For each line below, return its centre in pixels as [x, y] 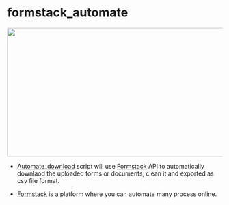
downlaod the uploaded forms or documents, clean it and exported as [115, 173]
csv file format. [38, 180]
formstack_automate [68, 13]
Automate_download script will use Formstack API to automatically [111, 166]
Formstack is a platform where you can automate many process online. [117, 194]
